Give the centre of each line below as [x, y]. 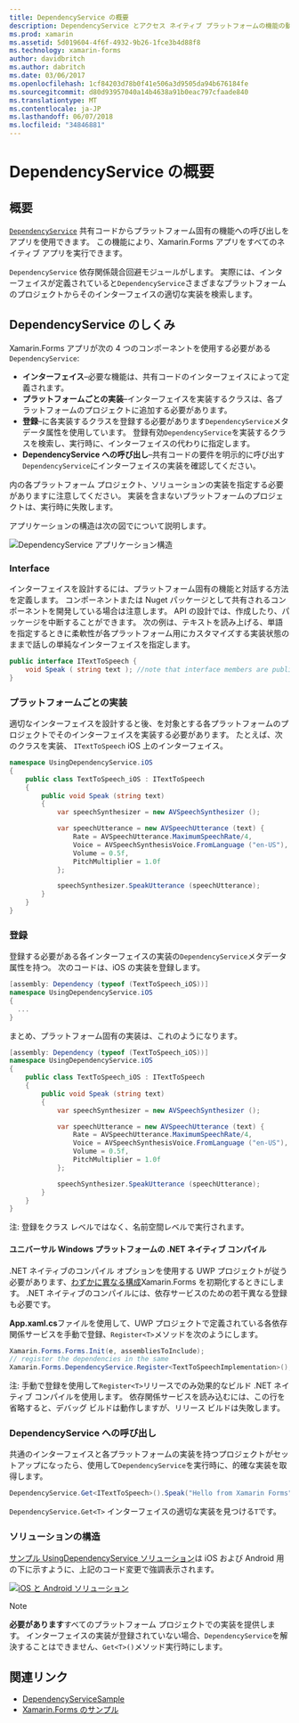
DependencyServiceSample [73, 1699]
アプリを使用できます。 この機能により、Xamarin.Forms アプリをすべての [143, 242]
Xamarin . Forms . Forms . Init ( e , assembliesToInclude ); [107, 1351]
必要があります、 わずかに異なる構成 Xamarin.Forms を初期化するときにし [143, 1282]
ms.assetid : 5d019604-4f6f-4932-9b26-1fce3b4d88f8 [105, 42]
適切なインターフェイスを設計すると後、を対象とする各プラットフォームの [145, 723]
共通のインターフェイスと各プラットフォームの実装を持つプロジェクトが [141, 1454]
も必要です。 [32, 1304]
